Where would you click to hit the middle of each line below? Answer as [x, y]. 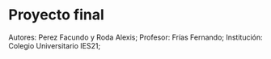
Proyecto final [57, 15]
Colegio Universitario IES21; [55, 45]
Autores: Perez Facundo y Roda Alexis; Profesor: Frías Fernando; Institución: [135, 37]
